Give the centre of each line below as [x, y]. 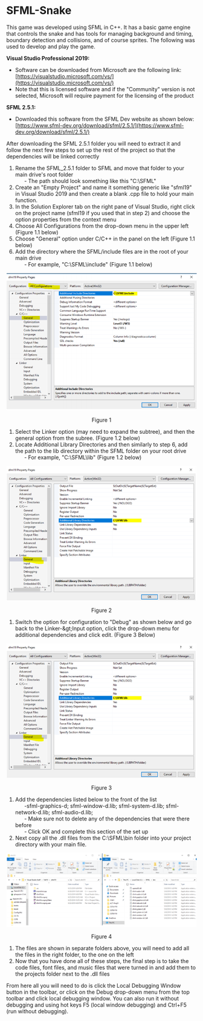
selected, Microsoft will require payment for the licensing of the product [105, 95]
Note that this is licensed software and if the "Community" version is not [105, 89]
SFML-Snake [39, 11]
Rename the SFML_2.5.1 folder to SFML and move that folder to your [99, 168]
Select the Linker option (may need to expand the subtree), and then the [105, 431]
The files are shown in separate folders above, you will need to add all [102, 948]
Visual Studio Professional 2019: [48, 58]
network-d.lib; [32, 813]
